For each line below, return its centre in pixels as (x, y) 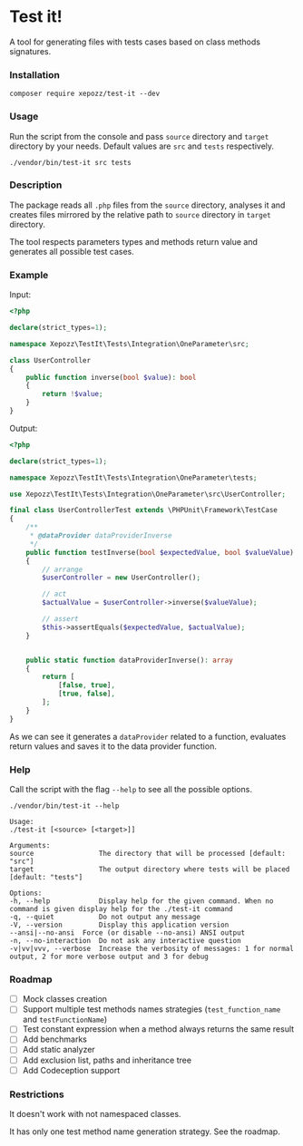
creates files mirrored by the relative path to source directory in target (140, 214)
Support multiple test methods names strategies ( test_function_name (151, 1009)
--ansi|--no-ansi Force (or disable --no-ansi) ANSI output (127, 932)
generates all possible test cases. (72, 251)
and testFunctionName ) (65, 1020)
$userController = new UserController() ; (122, 578)
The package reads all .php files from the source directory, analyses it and (147, 205)
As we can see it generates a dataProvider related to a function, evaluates (148, 736)
